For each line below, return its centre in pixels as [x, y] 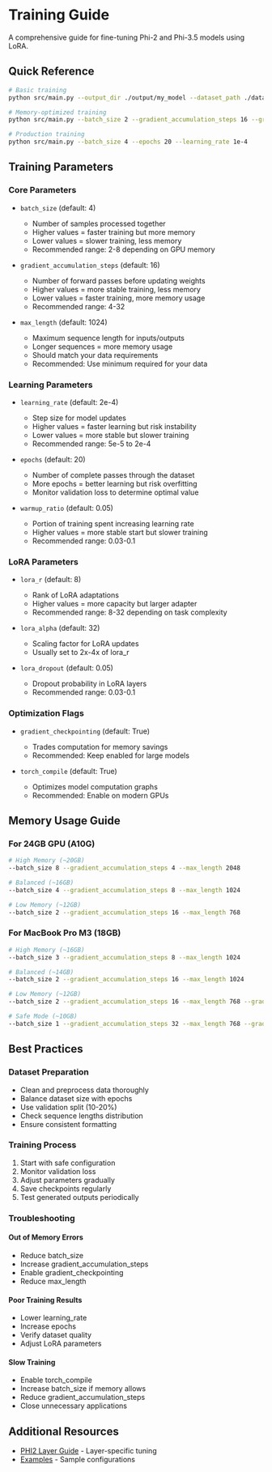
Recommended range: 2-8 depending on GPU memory [124, 249]
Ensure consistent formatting [68, 1124]
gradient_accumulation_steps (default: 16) [90, 265]
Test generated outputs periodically [79, 1197]
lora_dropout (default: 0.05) [66, 668]
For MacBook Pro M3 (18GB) [65, 933]
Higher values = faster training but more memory [114, 232]
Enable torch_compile [56, 1380]
